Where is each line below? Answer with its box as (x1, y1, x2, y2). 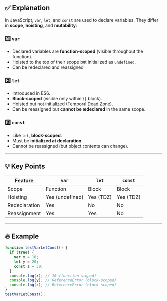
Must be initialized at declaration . (12, 137, 83, 144)
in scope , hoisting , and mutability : (5, 22, 77, 28)
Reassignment (7, 210, 41, 217)
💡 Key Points (5, 162, 46, 171)
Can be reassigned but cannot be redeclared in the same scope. (12, 106, 146, 112)
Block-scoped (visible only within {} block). (12, 96, 103, 102)
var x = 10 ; (14, 255, 39, 260)
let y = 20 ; (14, 259, 39, 264)
